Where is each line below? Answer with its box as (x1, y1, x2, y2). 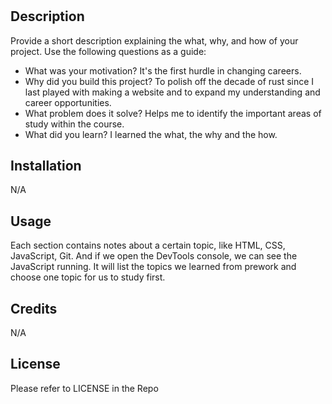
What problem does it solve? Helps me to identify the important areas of (24, 107, 322, 119)
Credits (10, 300, 58, 317)
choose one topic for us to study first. (10, 271, 166, 283)
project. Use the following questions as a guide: (10, 45, 207, 57)
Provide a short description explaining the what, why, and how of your (10, 34, 299, 47)
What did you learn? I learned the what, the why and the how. (24, 128, 278, 140)
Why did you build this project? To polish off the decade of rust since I (24, 75, 315, 87)
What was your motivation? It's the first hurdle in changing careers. (24, 64, 302, 77)
